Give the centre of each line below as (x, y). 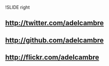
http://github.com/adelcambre (54, 40)
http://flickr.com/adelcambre (52, 57)
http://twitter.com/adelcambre (55, 23)
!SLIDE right (18, 7)
